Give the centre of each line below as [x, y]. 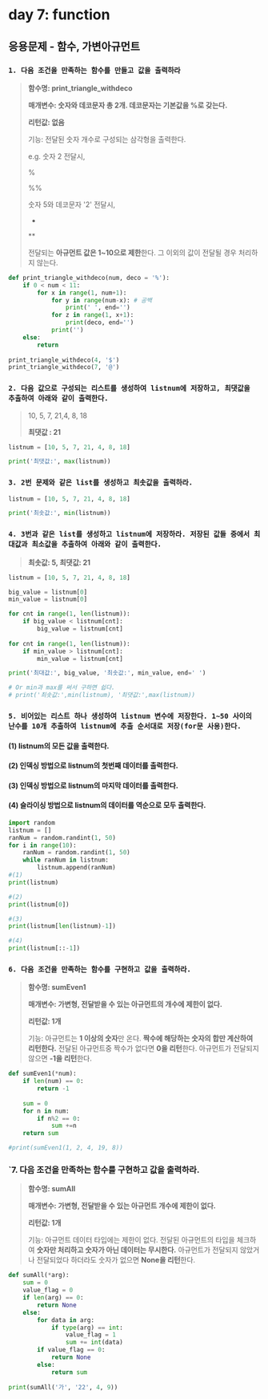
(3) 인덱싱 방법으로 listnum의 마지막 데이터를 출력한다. [93, 785]
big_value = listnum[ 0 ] [48, 592]
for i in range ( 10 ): [43, 845]
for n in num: [46, 1111]
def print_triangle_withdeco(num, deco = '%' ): [89, 278]
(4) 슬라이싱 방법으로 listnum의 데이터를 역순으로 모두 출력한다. [107, 805]
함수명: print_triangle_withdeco [80, 88]
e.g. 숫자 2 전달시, [56, 156]
